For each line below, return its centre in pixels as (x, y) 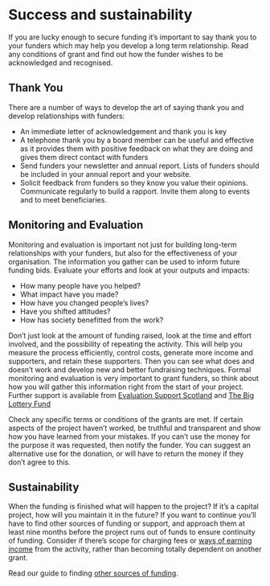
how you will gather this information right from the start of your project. (126, 387)
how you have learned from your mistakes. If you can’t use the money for (129, 436)
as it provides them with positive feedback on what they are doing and (136, 148)
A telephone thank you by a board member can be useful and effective (137, 140)
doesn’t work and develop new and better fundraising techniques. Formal (130, 369)
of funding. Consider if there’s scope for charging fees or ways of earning (130, 541)
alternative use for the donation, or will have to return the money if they (126, 453)
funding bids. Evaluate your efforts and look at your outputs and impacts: (129, 270)
